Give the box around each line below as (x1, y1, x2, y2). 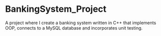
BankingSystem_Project (5, 3, 107, 15)
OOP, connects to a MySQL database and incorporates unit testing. (5, 25, 143, 31)
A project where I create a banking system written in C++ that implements (5, 20, 157, 26)
